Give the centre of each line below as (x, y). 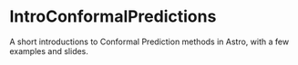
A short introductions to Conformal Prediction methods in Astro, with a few (149, 42)
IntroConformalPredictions (113, 17)
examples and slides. (49, 51)
